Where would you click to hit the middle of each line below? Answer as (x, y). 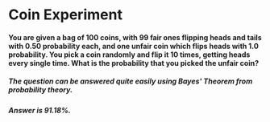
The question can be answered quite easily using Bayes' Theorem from (131, 81)
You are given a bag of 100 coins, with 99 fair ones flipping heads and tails (135, 37)
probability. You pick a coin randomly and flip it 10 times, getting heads (129, 55)
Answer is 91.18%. (39, 110)
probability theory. (41, 90)
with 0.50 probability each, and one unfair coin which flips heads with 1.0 (134, 46)
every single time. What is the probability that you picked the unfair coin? (134, 63)
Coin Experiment (66, 15)
